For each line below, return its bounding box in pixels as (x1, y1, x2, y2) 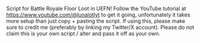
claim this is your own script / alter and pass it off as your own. (6, 30, 161, 37)
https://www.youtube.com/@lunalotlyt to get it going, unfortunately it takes (6, 11, 190, 18)
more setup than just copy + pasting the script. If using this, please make (6, 18, 186, 24)
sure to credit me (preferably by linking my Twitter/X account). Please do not (6, 24, 195, 31)
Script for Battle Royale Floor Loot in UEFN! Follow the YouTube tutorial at (6, 5, 186, 12)
